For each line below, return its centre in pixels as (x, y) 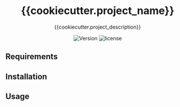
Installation (26, 76)
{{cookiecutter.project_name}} (98, 11)
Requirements (32, 57)
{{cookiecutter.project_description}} (98, 27)
